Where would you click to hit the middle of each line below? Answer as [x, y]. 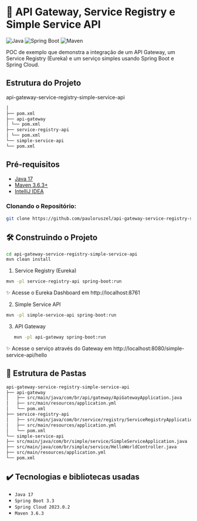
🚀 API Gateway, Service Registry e [91, 12]
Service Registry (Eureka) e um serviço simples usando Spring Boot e [90, 58]
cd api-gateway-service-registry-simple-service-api [72, 254]
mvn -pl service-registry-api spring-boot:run [64, 281]
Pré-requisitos [33, 165]
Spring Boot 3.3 [34, 501]
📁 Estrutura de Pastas [46, 373]
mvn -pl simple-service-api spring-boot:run [61, 315]
